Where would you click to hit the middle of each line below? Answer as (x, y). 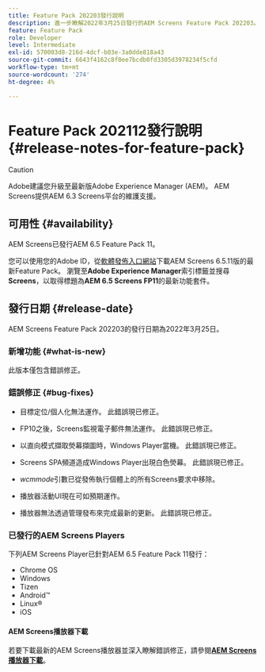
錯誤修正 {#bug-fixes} (51, 393)
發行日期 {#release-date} (71, 308)
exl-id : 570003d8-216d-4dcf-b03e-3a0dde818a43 (86, 52)
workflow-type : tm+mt (44, 67)
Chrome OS (38, 570)
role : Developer (35, 38)
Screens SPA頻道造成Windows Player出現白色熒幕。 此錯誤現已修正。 (134, 462)
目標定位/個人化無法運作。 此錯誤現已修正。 (91, 411)
